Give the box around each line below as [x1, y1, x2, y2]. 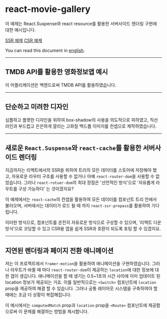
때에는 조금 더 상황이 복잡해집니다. [5, 292, 72, 298]
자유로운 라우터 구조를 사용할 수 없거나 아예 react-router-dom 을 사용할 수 [11, 173, 155, 179]
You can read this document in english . [5, 47, 85, 53]
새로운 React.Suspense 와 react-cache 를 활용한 [5, 144, 142, 152]
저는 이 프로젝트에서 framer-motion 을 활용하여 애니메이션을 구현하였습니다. [5, 261, 151, 267]
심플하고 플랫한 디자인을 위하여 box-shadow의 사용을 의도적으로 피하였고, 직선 [5, 117, 158, 123]
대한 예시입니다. [5, 26, 36, 33]
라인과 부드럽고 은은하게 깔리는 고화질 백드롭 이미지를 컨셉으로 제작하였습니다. [5, 123, 157, 129]
